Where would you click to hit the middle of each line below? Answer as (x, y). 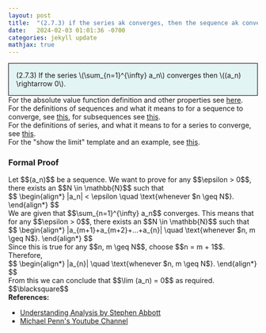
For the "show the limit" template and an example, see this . (104, 142)
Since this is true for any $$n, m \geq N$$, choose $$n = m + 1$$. (117, 247)
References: (29, 297)
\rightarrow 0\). (41, 84)
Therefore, (26, 255)
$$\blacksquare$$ (38, 289)
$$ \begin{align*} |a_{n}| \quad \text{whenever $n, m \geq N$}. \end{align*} (133, 264)
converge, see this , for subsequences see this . (84, 117)
